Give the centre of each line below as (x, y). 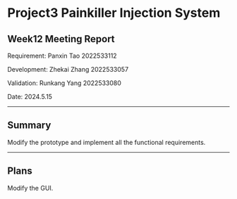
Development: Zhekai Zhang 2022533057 (68, 69)
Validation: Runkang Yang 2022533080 (65, 83)
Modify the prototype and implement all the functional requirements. (107, 142)
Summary (29, 126)
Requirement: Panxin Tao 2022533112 (62, 56)
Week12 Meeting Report (61, 39)
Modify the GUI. (30, 188)
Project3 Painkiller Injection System (114, 13)
